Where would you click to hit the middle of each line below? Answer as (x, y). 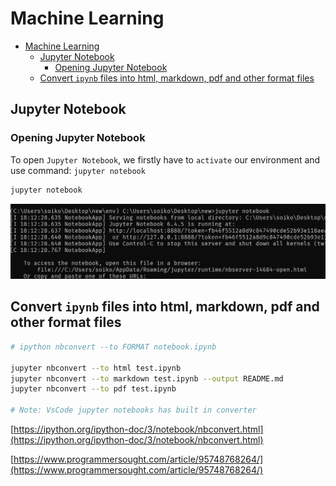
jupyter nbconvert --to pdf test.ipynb (93, 389)
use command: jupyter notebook (78, 170)
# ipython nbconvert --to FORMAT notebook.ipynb (113, 347)
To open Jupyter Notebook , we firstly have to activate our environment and (165, 159)
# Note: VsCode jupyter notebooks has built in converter (133, 410)
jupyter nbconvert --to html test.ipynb (96, 368)
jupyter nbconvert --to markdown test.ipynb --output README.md (147, 378)
